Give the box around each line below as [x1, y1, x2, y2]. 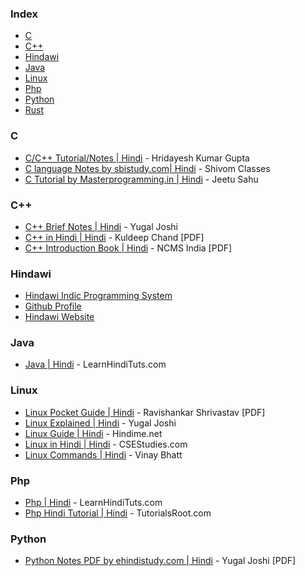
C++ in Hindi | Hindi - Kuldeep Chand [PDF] [24, 231, 205, 243]
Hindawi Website [24, 311, 95, 323]
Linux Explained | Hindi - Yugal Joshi [24, 417, 177, 429]
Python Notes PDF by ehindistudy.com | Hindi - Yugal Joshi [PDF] [24, 555, 297, 567]
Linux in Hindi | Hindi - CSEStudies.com [24, 438, 188, 450]
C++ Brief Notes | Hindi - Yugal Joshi [24, 220, 178, 232]
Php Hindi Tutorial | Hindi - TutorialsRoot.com [24, 507, 212, 519]
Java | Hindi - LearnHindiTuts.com [24, 358, 167, 371]
